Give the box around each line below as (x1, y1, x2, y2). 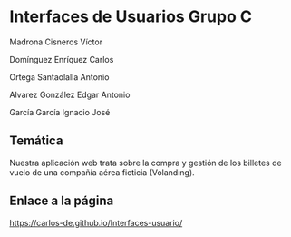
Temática (9, 133, 63, 149)
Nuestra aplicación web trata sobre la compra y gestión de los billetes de (9, 157, 283, 168)
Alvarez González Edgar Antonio (9, 89, 131, 100)
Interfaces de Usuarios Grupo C (9, 6, 252, 27)
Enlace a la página (9, 193, 114, 209)
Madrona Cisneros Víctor (9, 36, 102, 47)
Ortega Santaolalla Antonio (9, 71, 110, 83)
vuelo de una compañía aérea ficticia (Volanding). (9, 166, 195, 178)
